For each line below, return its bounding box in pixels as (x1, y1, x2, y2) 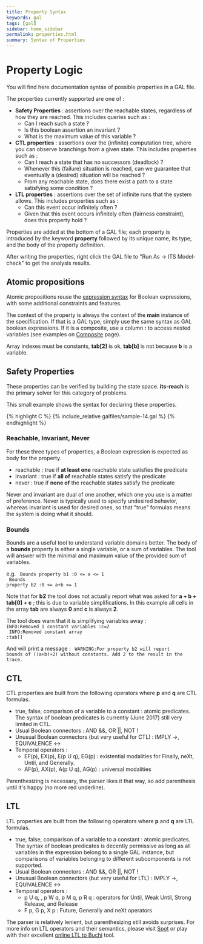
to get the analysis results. (25, 259, 92, 267)
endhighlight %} (6, 419, 47, 426)
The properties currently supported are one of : (6, 95, 125, 102)
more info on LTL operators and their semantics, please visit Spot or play (6, 925, 188, 932)
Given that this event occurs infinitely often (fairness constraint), (24, 210, 185, 217)
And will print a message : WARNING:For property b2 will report (6, 645, 170, 653)
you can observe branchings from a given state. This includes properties (15, 145, 197, 152)
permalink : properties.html (6, 32, 78, 38)
